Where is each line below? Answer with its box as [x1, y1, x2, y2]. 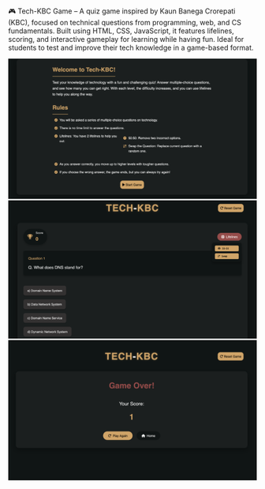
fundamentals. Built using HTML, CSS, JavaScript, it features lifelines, [8, 26, 234, 36]
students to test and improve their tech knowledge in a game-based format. [8, 43, 254, 52]
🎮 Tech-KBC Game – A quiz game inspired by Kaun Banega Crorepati [8, 6, 236, 16]
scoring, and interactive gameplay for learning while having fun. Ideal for [8, 35, 244, 43]
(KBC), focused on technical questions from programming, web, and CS [8, 18, 242, 27]
